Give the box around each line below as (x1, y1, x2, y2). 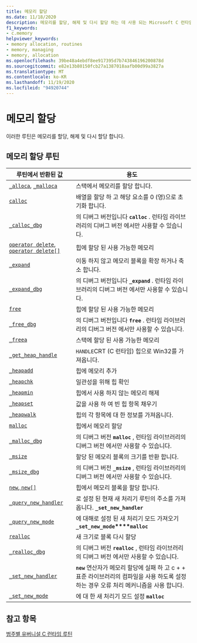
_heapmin (9, 389, 33, 396)
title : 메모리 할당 (6, 8, 47, 15)
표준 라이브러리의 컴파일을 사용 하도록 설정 (76, 572, 186, 580)
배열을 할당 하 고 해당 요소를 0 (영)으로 (76, 193, 177, 201)
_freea (9, 336, 28, 343)
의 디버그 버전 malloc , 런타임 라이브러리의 (76, 433, 186, 441)
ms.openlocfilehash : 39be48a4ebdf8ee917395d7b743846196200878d (6, 58, 164, 63)
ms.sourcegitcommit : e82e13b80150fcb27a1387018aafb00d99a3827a (6, 63, 164, 69)
